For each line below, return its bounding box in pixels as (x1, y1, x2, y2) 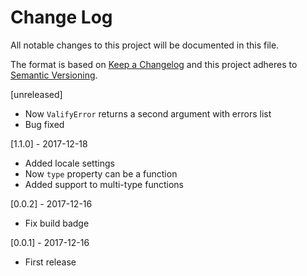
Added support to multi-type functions (24, 178, 184, 190)
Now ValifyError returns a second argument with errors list (24, 107, 272, 120)
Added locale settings (24, 157, 115, 169)
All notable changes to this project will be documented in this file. (10, 39, 280, 51)
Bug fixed (24, 118, 65, 130)
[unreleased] (10, 88, 63, 100)
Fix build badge (24, 217, 90, 229)
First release (24, 256, 77, 268)
